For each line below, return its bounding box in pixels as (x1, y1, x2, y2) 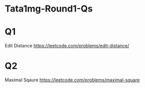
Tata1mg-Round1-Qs (5, 3, 93, 15)
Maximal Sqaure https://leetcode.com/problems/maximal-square (5, 77, 140, 83)
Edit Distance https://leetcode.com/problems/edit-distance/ (5, 43, 130, 49)
